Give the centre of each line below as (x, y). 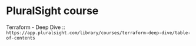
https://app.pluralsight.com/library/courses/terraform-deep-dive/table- (99, 33)
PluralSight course (52, 11)
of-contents (21, 38)
